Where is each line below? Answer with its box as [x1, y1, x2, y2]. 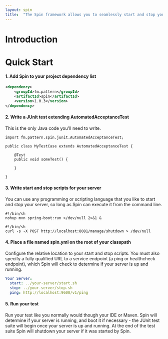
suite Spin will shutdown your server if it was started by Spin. [5, 328, 131, 334]
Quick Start [5, 56, 53, 68]
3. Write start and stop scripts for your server [5, 185, 101, 191]
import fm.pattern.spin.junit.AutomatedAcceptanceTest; [5, 135, 124, 140]
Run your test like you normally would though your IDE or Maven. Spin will [5, 312, 157, 318]
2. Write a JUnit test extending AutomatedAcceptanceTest [5, 114, 129, 120]
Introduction [5, 34, 58, 45]
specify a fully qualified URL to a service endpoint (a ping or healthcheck [5, 256, 155, 262]
